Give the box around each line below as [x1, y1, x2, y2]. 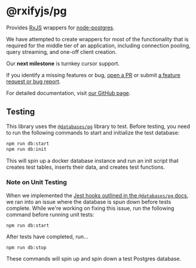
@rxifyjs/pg [6, 4, 67, 18]
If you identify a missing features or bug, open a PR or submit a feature [6, 71, 181, 78]
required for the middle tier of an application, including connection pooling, [6, 42, 191, 49]
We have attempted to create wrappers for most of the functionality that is [6, 35, 189, 42]
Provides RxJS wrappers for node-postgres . [6, 24, 115, 31]
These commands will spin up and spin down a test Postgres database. [6, 255, 182, 262]
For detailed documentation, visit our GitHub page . [6, 89, 131, 96]
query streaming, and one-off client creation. [6, 48, 117, 55]
